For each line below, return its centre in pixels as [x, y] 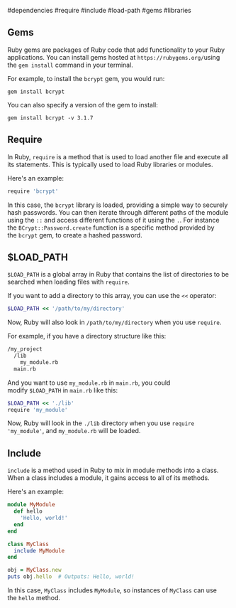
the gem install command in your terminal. [70, 65]
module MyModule [31, 505]
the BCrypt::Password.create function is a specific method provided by [111, 228]
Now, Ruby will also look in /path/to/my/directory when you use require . [114, 322]
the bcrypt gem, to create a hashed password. [75, 235]
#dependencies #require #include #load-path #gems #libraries [99, 10]
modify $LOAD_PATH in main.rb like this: [63, 390]
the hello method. [34, 598]
